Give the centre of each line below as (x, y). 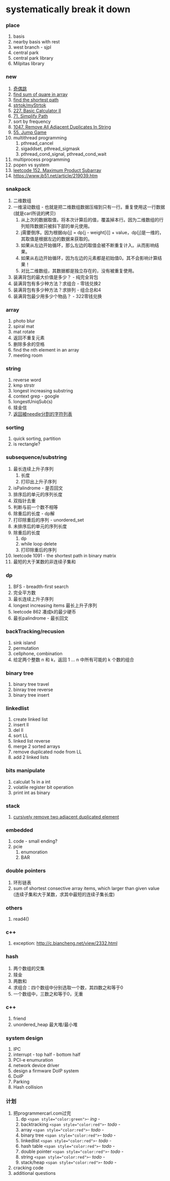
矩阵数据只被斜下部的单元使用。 (59, 226)
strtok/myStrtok (30, 105)
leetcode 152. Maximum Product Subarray (57, 170)
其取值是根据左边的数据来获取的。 (56, 239)
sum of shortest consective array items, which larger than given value (86, 888)
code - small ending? (35, 841)
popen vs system (31, 165)
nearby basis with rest (36, 42)
